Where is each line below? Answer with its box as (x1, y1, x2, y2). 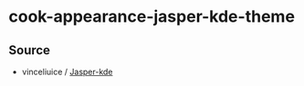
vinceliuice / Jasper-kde (21, 66, 113, 77)
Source (8, 43, 51, 58)
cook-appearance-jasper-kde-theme (8, 6, 296, 27)
